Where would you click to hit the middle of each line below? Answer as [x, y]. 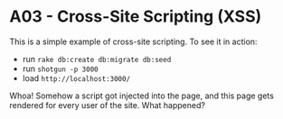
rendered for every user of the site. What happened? [108, 105]
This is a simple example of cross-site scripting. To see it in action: [133, 41]
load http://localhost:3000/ [76, 78]
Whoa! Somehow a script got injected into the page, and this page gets [141, 96]
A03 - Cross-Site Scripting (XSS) [136, 17]
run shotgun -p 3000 [60, 69]
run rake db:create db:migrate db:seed [97, 59]
